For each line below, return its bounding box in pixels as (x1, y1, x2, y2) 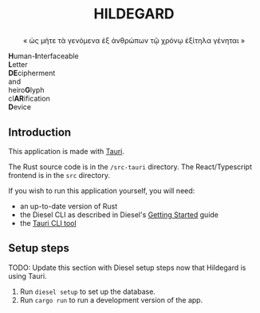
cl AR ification (8, 93, 50, 104)
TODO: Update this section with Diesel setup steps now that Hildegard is (8, 263, 246, 272)
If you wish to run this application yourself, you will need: (8, 186, 195, 196)
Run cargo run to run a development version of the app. (19, 295, 203, 304)
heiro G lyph (8, 85, 45, 95)
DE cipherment (8, 69, 56, 78)
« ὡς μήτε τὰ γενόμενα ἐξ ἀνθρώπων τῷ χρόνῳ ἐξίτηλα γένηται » (22, 36, 246, 46)
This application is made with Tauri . (8, 147, 125, 156)
